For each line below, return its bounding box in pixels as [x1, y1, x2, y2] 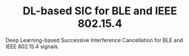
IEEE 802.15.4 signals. [5, 43, 59, 50]
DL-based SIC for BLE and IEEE [22, 4, 178, 18]
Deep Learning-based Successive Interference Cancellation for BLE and [5, 36, 184, 43]
